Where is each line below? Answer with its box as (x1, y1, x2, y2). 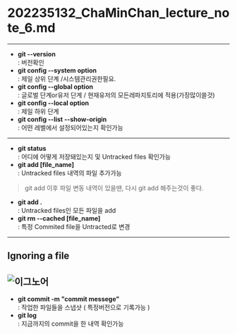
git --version (17, 49, 56, 58)
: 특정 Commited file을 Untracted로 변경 (17, 222, 130, 230)
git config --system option (17, 66, 97, 75)
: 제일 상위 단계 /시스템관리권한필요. (17, 74, 116, 82)
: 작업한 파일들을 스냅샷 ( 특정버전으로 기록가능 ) (17, 303, 150, 311)
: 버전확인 (17, 58, 44, 66)
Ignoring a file (7, 250, 70, 262)
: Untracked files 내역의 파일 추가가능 (17, 168, 122, 177)
